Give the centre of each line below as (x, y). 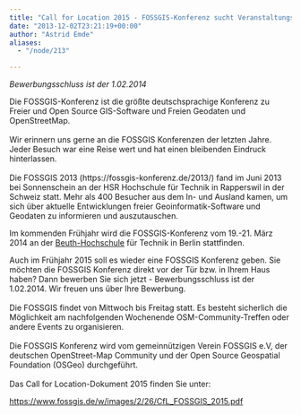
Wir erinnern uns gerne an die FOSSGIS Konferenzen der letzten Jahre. (141, 140)
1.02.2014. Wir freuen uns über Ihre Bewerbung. (98, 289)
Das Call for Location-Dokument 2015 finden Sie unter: (110, 384)
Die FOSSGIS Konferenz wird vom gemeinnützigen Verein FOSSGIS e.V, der (149, 346)
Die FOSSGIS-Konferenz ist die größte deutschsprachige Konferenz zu (140, 102)
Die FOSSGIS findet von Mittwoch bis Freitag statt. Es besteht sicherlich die (149, 308)
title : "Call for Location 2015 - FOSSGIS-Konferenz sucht (122, 17)
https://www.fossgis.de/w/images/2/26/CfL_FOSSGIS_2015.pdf (126, 402)
